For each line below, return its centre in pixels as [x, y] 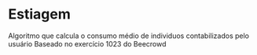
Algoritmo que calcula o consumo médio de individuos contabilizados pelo [129, 36]
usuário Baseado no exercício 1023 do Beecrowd [87, 43]
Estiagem [39, 14]
